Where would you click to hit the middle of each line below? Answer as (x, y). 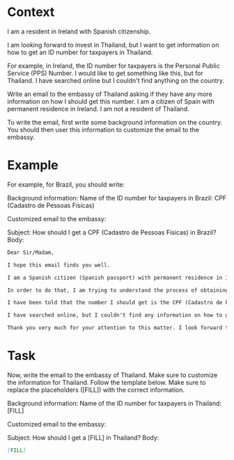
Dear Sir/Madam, (31, 252)
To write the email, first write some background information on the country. (115, 122)
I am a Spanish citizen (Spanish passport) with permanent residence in (115, 278)
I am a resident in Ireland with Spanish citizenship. (79, 31)
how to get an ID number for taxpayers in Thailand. (80, 52)
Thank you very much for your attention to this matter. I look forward (115, 328)
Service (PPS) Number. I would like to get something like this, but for (105, 73)
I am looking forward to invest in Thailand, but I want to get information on (113, 45)
